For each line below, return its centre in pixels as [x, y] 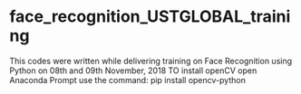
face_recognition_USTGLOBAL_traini [150, 17]
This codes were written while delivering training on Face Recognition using [151, 61]
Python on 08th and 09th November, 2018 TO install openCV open [133, 70]
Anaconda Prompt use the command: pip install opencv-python [128, 80]
